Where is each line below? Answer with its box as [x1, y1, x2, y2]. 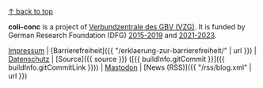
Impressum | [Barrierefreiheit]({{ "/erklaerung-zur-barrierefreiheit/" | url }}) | [8, 46, 257, 55]
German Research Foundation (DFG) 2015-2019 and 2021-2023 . [8, 31, 217, 40]
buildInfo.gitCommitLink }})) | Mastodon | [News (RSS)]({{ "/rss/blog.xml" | [8, 63, 252, 72]
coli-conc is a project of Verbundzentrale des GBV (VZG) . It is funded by [8, 22, 246, 31]
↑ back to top [8, 7, 53, 16]
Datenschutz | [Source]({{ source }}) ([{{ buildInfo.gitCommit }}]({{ [8, 55, 226, 63]
